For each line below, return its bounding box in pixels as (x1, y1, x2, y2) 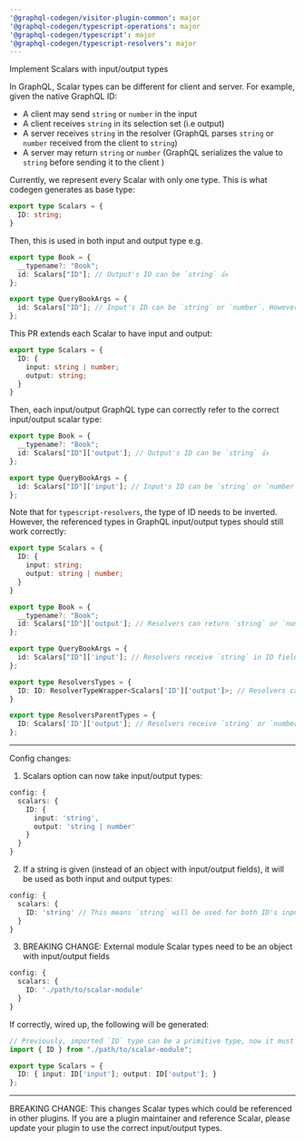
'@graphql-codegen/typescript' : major (9, 30, 156, 39)
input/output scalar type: (9, 414, 103, 425)
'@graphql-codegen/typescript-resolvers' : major (9, 38, 197, 48)
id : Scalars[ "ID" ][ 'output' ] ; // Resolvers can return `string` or (17, 620, 279, 629)
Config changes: (9, 753, 72, 763)
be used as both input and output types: (22, 874, 172, 884)
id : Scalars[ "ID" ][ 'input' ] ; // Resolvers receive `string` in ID (17, 652, 274, 662)
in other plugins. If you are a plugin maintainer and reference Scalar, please (9, 1113, 290, 1124)
